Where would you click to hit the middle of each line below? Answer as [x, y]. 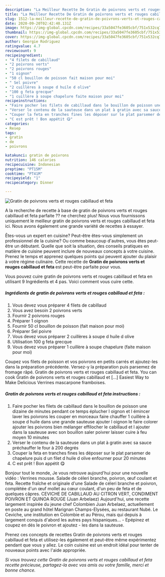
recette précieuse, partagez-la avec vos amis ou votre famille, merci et [77, 565]
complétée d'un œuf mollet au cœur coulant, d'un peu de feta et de [73, 488]
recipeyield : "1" [23, 178]
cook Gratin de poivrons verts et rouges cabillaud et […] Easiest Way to [77, 377]
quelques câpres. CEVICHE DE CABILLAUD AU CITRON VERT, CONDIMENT [82, 494]
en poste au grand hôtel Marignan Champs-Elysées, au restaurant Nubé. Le [82, 509]
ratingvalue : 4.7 [23, 46]
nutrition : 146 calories [30, 160]
